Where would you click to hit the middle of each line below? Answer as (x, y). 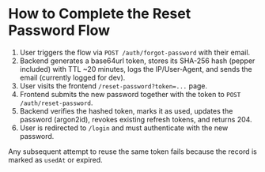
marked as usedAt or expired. (55, 159)
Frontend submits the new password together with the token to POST (130, 94)
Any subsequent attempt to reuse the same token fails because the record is (132, 151)
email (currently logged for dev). (72, 77)
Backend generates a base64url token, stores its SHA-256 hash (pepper (137, 61)
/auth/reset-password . (56, 103)
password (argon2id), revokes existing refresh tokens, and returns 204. (136, 119)
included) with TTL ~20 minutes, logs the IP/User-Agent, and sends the (136, 69)
